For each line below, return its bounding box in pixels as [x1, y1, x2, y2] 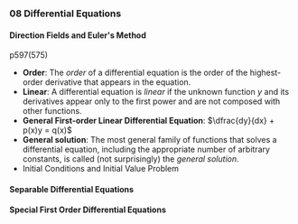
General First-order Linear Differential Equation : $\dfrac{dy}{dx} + [22, 116, 275, 126]
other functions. [22, 106, 83, 117]
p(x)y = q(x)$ [22, 125, 72, 135]
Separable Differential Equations [9, 183, 134, 194]
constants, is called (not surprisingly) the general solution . [22, 154, 239, 164]
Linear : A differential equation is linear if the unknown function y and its [22, 87, 290, 98]
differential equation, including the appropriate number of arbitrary [22, 144, 271, 155]
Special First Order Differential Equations [9, 204, 167, 215]
